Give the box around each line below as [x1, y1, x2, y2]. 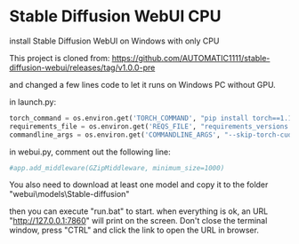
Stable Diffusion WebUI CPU [9, 6, 222, 27]
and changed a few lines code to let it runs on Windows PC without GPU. [9, 79, 276, 90]
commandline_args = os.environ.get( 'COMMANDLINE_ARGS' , [9, 130, 221, 139]
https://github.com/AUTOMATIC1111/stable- [111, 52, 271, 63]
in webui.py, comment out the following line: [9, 146, 171, 157]
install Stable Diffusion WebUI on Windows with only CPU [9, 35, 220, 46]
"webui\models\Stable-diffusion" [9, 189, 130, 200]
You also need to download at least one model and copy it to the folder [9, 179, 269, 190]
